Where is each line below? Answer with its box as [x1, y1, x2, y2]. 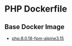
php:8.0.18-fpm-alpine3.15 [11, 35, 64, 41]
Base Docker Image [4, 23, 65, 31]
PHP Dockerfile [4, 3, 68, 15]
